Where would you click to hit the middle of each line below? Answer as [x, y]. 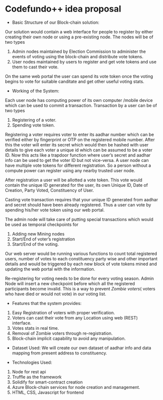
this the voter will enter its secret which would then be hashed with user [77, 144]
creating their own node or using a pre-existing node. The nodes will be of [79, 37]
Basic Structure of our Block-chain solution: [56, 22]
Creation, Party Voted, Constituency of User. [49, 190]
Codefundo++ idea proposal [63, 9]
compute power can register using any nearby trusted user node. [70, 170]
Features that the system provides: [47, 303]
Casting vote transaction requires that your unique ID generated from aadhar [81, 199]
